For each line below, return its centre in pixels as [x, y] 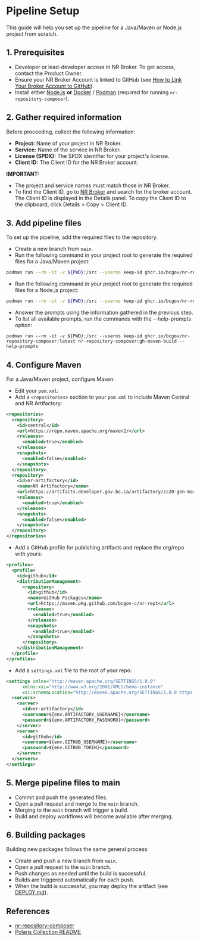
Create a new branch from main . [54, 249]
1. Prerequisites [35, 53]
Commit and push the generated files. [61, 797]
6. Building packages [46, 835]
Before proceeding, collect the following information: [71, 132]
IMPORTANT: [23, 173]
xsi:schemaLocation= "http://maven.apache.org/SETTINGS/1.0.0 [99, 692]
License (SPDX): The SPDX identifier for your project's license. [92, 156]
